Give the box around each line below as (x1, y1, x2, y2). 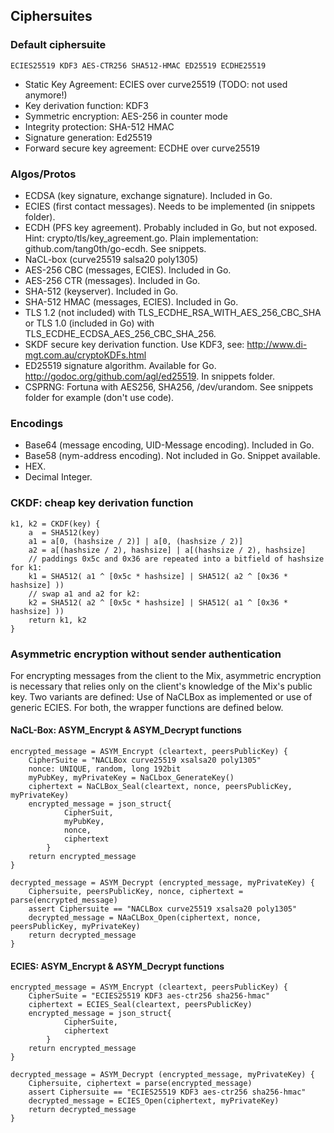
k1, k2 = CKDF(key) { (10, 519, 101, 529)
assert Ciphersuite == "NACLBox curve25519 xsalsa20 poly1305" (28, 904, 298, 914)
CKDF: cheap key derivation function (10, 496, 194, 510)
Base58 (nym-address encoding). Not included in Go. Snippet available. (24, 450, 321, 462)
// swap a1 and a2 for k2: (28, 589, 141, 599)
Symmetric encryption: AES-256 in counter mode (24, 110, 228, 122)
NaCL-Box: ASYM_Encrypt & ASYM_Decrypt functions (10, 724, 242, 736)
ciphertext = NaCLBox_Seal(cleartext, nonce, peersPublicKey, (28, 782, 293, 792)
